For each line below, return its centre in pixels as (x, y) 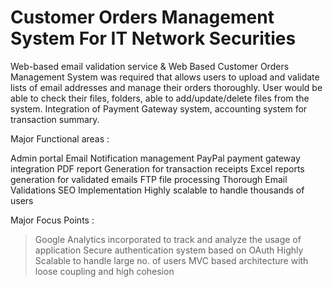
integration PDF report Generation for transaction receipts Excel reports (157, 168)
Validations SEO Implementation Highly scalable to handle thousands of (157, 190)
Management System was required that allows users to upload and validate (165, 77)
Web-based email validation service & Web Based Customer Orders (150, 66)
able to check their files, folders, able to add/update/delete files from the (160, 98)
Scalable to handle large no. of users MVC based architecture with (171, 260)
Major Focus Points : (52, 220)
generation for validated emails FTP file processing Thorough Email (149, 179)
